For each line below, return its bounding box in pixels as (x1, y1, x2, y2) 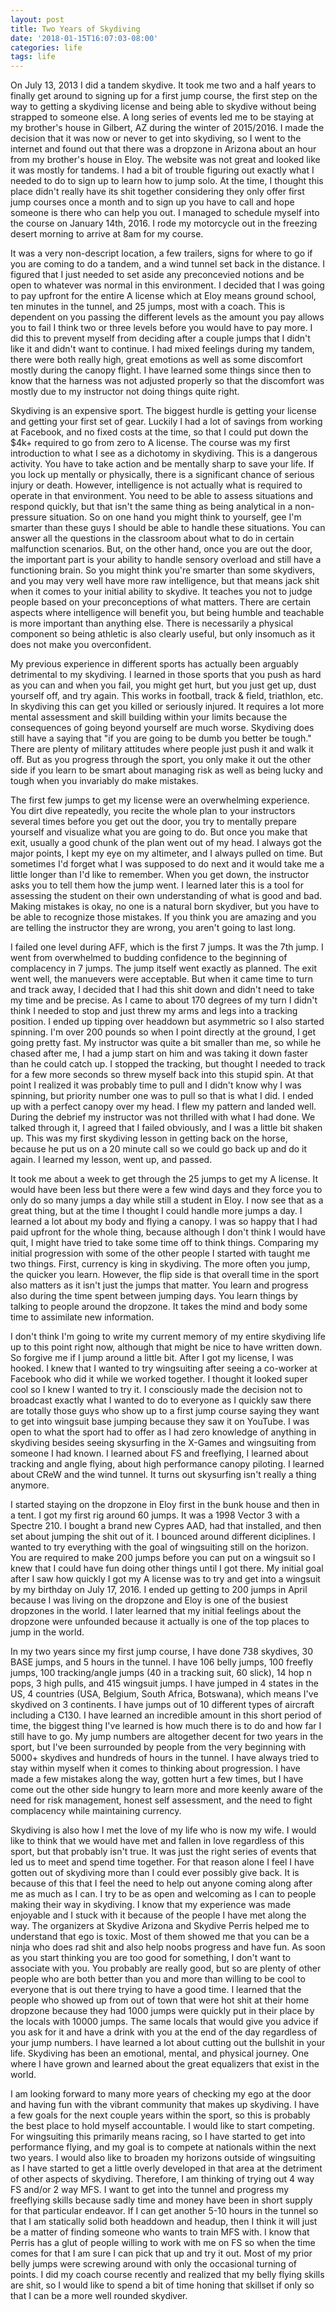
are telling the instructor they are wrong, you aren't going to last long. (10, 922, 297, 934)
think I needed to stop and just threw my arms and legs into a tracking (10, 1005, 298, 1017)
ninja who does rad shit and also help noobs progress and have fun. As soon (10, 1941, 326, 1953)
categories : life (10, 42, 83, 53)
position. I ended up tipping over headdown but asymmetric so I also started (10, 1016, 325, 1028)
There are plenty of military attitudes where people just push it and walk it (10, 743, 314, 755)
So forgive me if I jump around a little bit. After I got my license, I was (10, 1352, 294, 1364)
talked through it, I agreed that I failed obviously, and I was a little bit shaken (10, 1122, 323, 1134)
